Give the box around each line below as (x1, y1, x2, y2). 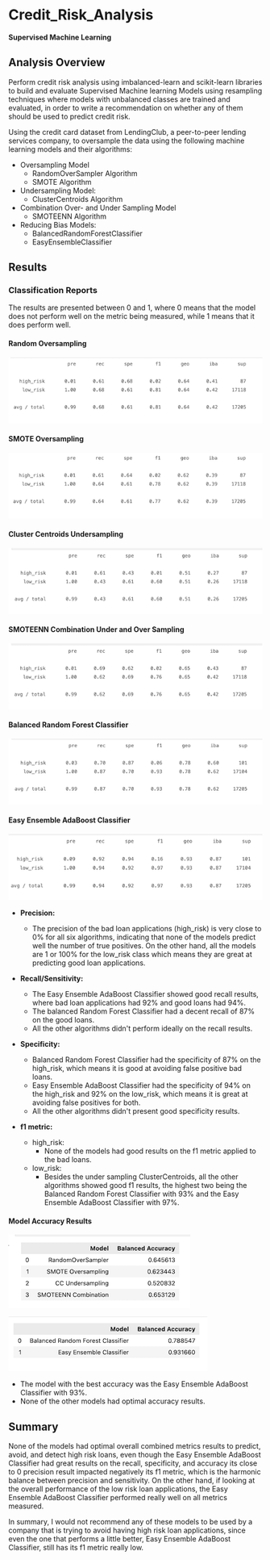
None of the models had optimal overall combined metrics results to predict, (8, 1441, 261, 1450)
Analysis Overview (8, 56, 106, 69)
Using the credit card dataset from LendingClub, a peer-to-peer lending (8, 127, 247, 136)
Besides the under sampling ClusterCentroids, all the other (44, 1172, 239, 1182)
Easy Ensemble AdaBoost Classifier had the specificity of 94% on (31, 1080, 251, 1090)
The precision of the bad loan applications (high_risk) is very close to (31, 923, 262, 933)
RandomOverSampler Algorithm (31, 168, 139, 178)
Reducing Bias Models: (19, 220, 97, 229)
